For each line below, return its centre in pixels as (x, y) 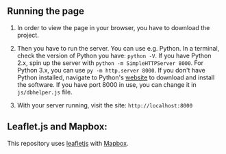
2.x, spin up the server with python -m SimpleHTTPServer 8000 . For (110, 63)
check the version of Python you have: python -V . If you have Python (114, 55)
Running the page (46, 11)
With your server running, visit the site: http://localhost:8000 (105, 105)
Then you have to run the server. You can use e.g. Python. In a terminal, (118, 48)
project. (28, 35)
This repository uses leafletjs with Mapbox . (68, 143)
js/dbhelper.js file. (45, 92)
